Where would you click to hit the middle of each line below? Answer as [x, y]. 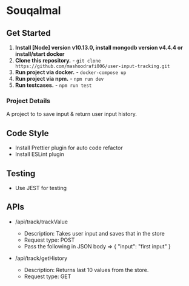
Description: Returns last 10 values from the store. [86, 270]
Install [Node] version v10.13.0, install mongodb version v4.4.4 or [99, 47]
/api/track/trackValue [41, 222]
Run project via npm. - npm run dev [59, 79]
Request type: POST [49, 240]
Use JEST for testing [41, 188]
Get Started [28, 33]
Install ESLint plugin [40, 154]
